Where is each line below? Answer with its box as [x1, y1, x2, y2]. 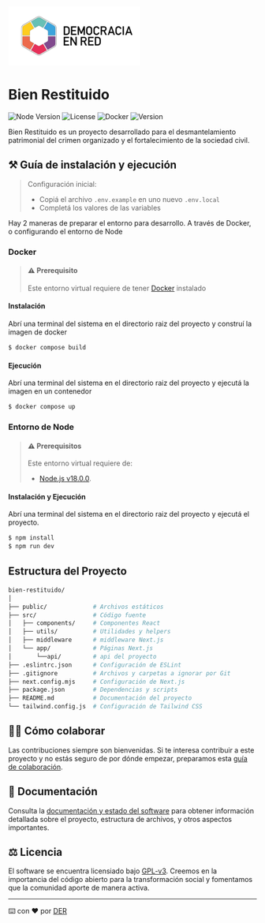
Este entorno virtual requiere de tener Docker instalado [27, 283, 207, 293]
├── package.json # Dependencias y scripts [8, 686, 178, 694]
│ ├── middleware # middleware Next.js [8, 636, 164, 645]
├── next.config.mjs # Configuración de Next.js [8, 678, 185, 686]
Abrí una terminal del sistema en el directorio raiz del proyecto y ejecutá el [8, 510, 250, 519]
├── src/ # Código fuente [8, 611, 147, 619]
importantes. [8, 823, 50, 832]
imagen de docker [8, 327, 67, 337]
